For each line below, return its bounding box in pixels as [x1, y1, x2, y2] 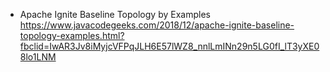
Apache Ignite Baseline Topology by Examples [19, 9, 211, 20]
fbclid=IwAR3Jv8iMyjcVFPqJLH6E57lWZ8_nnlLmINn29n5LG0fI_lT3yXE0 [19, 40, 320, 52]
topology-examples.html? [19, 30, 125, 41]
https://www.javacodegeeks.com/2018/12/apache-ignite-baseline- [19, 19, 295, 31]
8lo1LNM [19, 51, 57, 63]
